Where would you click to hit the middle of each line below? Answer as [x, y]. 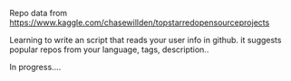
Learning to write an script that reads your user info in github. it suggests [145, 40]
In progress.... [35, 67]
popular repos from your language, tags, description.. [109, 49]
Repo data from [39, 13]
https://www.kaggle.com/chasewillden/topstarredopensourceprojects [140, 22]
